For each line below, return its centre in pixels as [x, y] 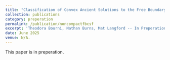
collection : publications [32, 14]
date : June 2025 [22, 33]
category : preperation [29, 19]
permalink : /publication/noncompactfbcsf [50, 24]
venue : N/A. [18, 38]
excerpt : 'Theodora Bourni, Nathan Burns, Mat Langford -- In [72, 28]
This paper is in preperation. [35, 52]
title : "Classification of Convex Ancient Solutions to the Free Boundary [86, 10]
